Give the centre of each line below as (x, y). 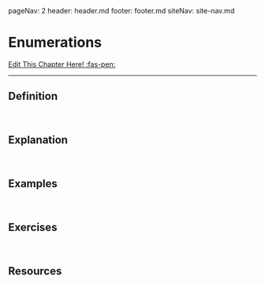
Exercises (33, 227)
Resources (35, 271)
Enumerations (55, 43)
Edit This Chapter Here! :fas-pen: (62, 64)
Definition (33, 96)
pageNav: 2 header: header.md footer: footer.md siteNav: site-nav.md (121, 11)
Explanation (38, 140)
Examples (33, 184)
